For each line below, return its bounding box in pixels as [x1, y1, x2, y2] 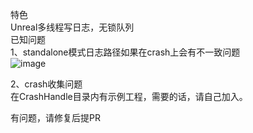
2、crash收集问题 [10, 78, 83, 90]
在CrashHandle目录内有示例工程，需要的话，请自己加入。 [10, 91, 248, 102]
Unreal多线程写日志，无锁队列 [10, 21, 135, 33]
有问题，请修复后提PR [10, 112, 101, 123]
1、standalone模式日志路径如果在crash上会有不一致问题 [10, 46, 241, 58]
